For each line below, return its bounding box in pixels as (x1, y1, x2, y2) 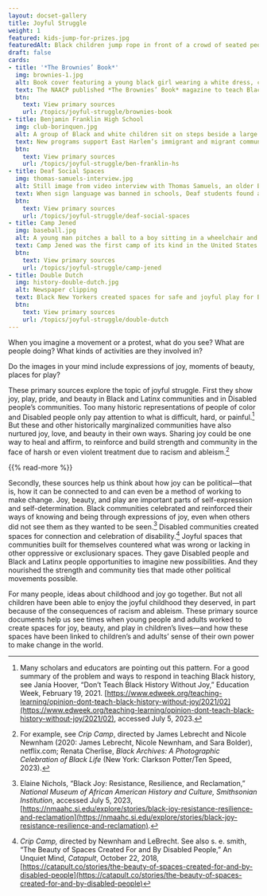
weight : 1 (8, 26, 41, 34)
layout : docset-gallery (8, 11, 87, 20)
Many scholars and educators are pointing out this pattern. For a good (19, 663, 250, 673)
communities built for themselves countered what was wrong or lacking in (8, 540, 250, 550)
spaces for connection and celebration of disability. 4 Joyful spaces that (8, 530, 242, 541)
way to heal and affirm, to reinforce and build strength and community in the (8, 438, 258, 447)
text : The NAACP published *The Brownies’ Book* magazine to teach (15, 85, 244, 94)
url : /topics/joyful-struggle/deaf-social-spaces (22, 212, 191, 220)
